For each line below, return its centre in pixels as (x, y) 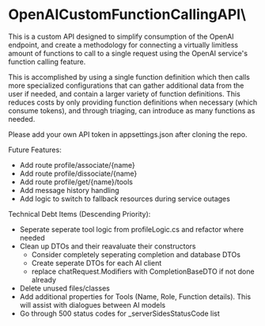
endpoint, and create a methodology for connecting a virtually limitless (123, 44)
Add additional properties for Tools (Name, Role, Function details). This (135, 296)
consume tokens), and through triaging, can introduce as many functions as (132, 110)
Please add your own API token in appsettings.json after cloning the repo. (128, 134)
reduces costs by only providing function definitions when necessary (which (133, 102)
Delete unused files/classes (65, 288)
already (44, 279)
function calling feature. (47, 62)
